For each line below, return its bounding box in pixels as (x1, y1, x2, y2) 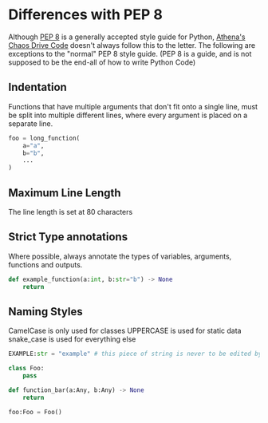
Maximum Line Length (8, 186, 121, 200)
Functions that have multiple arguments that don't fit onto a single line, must (8, 101, 258, 111)
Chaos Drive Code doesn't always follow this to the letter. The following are (8, 40, 256, 49)
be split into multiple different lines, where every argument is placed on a (8, 110, 248, 120)
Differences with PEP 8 (8, 6, 164, 24)
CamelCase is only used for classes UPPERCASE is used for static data (8, 326, 242, 336)
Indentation (8, 81, 68, 94)
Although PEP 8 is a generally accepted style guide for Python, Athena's (8, 32, 246, 42)
